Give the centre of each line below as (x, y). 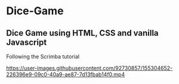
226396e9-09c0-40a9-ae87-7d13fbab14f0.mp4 (66, 74)
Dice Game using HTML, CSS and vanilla (83, 33)
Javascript (27, 42)
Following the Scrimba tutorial (43, 57)
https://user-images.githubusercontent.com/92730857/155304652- (89, 68)
